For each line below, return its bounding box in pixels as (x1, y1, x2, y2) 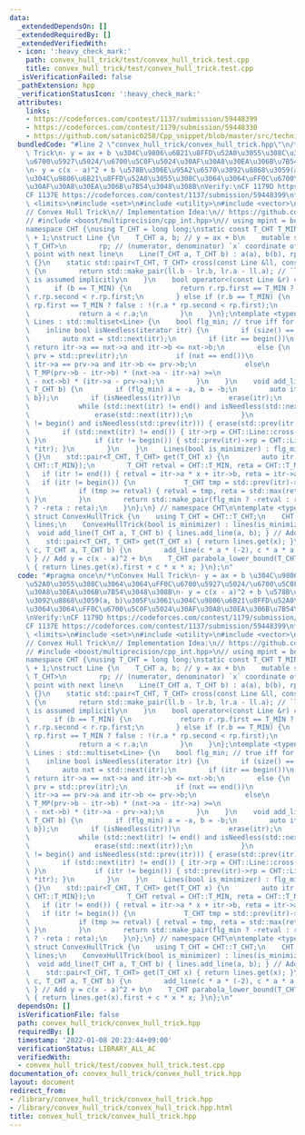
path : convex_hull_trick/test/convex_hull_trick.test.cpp (25, 55, 250, 65)
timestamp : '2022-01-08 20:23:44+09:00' (17, 1035, 172, 1045)
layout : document (9, 1078, 75, 1087)
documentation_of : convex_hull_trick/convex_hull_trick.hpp (9, 1070, 242, 1079)
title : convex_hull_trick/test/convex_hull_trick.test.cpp (25, 65, 254, 74)
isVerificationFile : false (17, 1011, 120, 1020)
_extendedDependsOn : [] (17, 22, 107, 31)
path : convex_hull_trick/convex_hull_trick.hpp (17, 1019, 202, 1028)
